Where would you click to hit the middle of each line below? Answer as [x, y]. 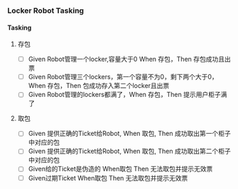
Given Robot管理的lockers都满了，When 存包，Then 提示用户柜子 [125, 95]
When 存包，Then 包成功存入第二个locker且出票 [99, 86]
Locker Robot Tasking [45, 11]
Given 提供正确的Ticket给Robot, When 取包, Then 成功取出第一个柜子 [129, 134]
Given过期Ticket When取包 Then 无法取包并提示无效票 [108, 178]
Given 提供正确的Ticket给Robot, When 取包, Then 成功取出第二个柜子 [129, 151]
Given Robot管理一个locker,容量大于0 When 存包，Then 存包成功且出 [129, 59]
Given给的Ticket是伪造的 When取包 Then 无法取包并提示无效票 [120, 169]
